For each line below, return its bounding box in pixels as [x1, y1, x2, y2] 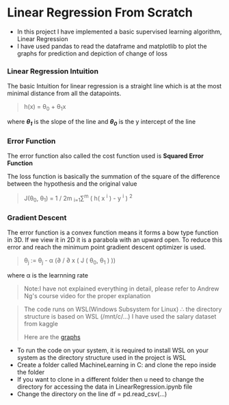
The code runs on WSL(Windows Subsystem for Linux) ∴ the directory [23, 305, 222, 313]
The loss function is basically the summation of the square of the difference [7, 173, 220, 181]
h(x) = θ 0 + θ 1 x [23, 103, 66, 112]
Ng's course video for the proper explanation [23, 291, 151, 299]
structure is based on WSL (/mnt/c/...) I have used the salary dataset [23, 312, 217, 320]
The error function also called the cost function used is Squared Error [7, 152, 204, 160]
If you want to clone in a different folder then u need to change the [16, 375, 204, 383]
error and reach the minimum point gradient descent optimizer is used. [7, 243, 206, 251]
